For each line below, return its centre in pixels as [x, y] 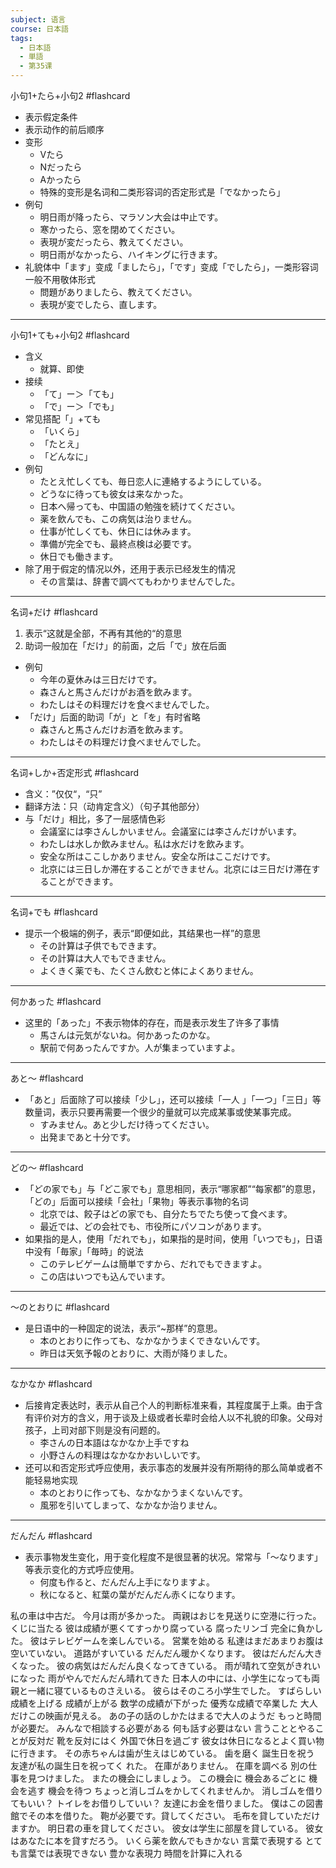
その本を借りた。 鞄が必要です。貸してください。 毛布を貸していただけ [174, 1815]
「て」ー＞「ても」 [79, 394]
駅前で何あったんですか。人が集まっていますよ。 [140, 1047]
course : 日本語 [39, 29]
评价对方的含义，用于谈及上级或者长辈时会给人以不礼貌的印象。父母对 [178, 1417]
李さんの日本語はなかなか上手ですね [114, 1442]
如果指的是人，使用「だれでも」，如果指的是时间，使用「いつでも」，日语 [173, 1239]
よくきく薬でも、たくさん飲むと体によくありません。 [149, 970]
